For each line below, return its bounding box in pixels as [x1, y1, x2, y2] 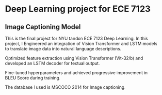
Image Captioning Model [5, 23, 81, 31]
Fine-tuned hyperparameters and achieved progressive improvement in [5, 70, 148, 76]
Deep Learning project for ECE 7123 [5, 3, 151, 15]
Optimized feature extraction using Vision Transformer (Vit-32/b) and [5, 55, 143, 61]
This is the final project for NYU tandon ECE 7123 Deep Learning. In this [5, 35, 148, 41]
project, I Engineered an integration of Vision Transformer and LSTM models [5, 41, 158, 47]
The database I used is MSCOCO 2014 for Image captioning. [5, 84, 126, 90]
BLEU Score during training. [5, 75, 61, 80]
